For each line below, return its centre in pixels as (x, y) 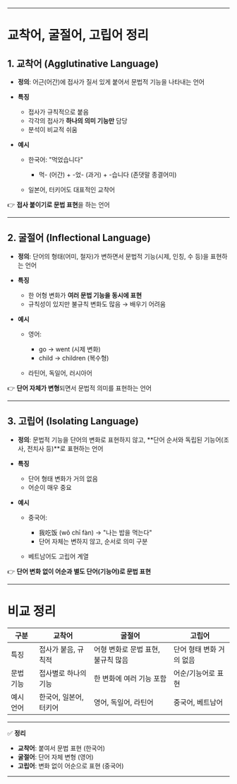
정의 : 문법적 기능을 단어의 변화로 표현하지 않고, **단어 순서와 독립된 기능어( (120, 440)
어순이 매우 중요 (50, 487)
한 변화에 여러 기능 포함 (130, 678)
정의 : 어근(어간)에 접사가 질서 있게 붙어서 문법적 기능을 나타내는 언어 (111, 82)
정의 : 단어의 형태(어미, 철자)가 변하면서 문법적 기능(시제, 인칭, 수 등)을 (113, 256)
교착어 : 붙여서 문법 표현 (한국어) (61, 748)
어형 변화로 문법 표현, (127, 649)
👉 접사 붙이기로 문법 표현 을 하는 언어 (59, 205)
